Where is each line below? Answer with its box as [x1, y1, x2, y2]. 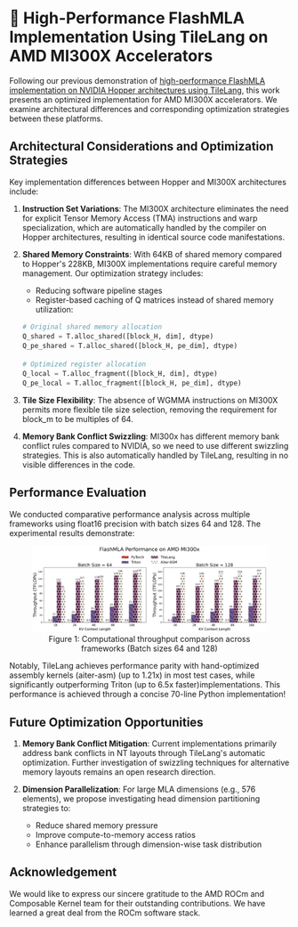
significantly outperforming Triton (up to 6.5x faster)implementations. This [9, 679, 281, 690]
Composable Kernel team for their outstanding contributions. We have [9, 898, 266, 908]
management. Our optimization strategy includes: [21, 267, 204, 279]
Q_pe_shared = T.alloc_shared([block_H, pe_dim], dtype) [21, 341, 238, 350]
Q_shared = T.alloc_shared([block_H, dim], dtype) [21, 331, 214, 341]
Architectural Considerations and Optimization [9, 139, 274, 154]
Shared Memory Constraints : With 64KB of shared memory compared [21, 248, 283, 259]
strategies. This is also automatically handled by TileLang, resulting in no [21, 450, 289, 460]
